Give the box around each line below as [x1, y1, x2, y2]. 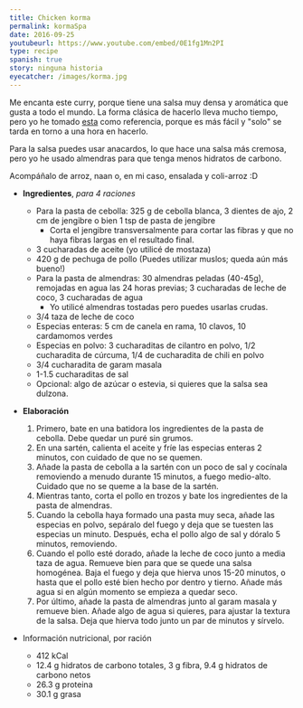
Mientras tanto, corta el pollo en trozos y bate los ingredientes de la [35, 490, 288, 501]
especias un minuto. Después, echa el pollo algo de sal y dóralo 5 [35, 528, 281, 539]
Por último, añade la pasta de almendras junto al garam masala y [35, 596, 278, 607]
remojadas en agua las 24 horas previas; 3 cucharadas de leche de [35, 282, 287, 293]
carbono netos [35, 669, 91, 680]
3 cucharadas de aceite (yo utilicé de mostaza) [35, 243, 212, 254]
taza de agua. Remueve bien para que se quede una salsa [35, 557, 252, 568]
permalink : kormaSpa [9, 22, 88, 31]
